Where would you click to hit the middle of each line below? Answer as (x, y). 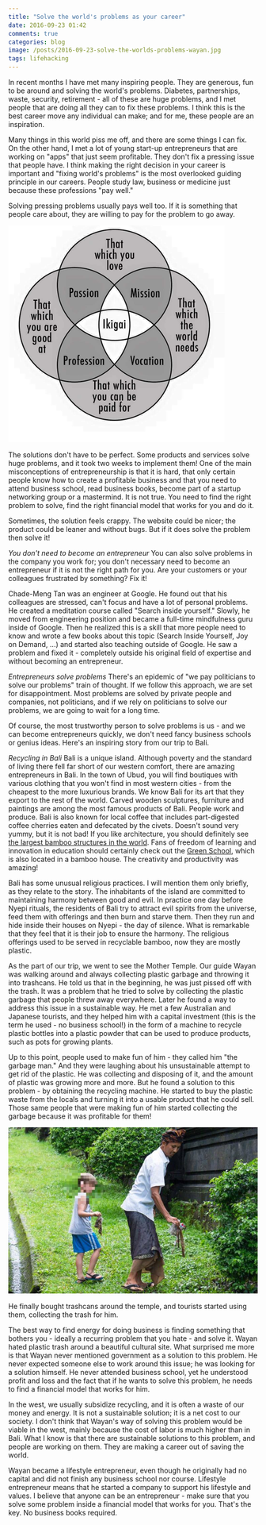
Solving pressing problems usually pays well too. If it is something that (123, 206)
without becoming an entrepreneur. (66, 661)
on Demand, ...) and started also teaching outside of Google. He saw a (123, 644)
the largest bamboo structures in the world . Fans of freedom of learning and (132, 842)
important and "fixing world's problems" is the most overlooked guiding (125, 173)
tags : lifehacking (38, 59)
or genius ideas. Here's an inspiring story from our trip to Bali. (109, 743)
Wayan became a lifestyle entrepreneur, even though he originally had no (127, 1471)
